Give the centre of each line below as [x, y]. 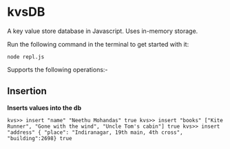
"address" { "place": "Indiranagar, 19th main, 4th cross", [95, 132]
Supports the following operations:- [57, 69]
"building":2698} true [40, 138]
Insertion [27, 91]
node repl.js [26, 57]
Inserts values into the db [44, 108]
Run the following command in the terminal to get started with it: [98, 44]
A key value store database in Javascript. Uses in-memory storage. [103, 31]
